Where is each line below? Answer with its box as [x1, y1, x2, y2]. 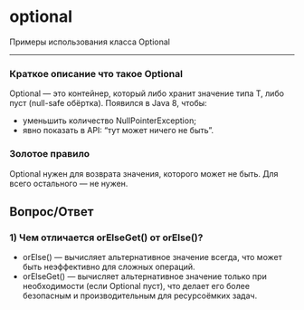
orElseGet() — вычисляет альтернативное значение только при [22, 271, 267, 282]
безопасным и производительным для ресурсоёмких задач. [22, 290, 258, 301]
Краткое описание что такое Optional [9, 67, 184, 80]
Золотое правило [9, 148, 90, 160]
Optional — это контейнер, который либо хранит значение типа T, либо [9, 88, 285, 99]
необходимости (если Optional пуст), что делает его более [22, 281, 251, 292]
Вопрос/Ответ [9, 204, 94, 219]
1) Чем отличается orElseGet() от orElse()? [9, 231, 204, 244]
